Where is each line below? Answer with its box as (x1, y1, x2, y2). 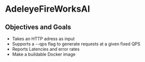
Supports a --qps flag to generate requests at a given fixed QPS (12, 41, 141, 47)
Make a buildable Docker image (12, 51, 76, 57)
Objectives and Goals (5, 23, 72, 31)
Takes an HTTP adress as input (12, 36, 75, 41)
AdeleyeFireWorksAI (5, 3, 90, 15)
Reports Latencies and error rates (12, 46, 80, 52)
